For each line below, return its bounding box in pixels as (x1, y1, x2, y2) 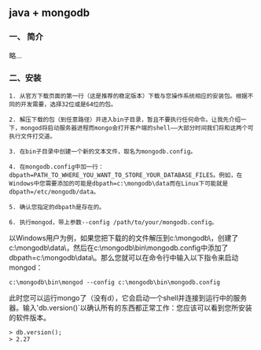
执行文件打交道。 (9, 132, 57, 140)
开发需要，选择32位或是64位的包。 (20, 100, 117, 109)
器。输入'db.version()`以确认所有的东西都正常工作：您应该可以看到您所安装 (9, 303, 252, 312)
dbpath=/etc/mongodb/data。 (9, 188, 100, 196)
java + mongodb (9, 6, 90, 20)
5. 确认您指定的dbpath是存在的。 (9, 203, 105, 211)
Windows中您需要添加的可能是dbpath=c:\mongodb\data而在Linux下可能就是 (9, 179, 229, 187)
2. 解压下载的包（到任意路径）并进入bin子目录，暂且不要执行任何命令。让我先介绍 (9, 116, 241, 123)
